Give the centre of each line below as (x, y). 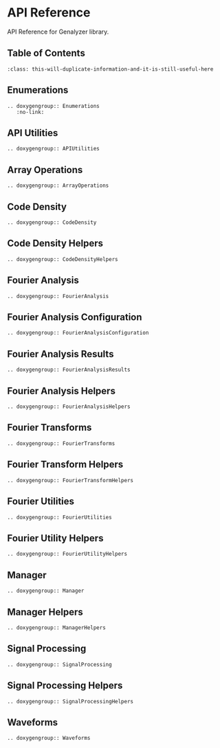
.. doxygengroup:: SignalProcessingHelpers (70, 701)
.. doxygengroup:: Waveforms (49, 738)
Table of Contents (46, 53)
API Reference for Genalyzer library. (58, 32)
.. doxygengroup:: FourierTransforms (61, 443)
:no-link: (30, 112)
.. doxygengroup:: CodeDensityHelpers (63, 259)
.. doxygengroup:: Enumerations (53, 106)
